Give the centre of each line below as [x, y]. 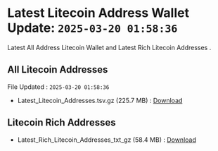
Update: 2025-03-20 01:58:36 [92, 28]
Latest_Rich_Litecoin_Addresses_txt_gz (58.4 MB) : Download [107, 140]
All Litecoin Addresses [58, 70]
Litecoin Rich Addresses [62, 122]
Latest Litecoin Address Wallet [98, 13]
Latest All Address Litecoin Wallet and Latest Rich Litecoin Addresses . [109, 47]
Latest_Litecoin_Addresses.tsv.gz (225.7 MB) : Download [100, 100]
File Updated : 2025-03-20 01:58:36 [58, 87]
